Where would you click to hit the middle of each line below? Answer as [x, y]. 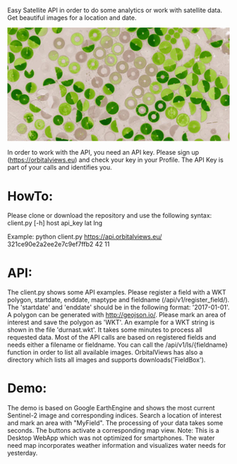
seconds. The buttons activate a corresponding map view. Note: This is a [114, 431]
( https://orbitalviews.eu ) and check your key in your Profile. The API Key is [115, 160]
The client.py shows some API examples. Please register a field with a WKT [117, 292]
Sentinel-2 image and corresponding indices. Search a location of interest [115, 415]
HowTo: [30, 196]
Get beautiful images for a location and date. [72, 18]
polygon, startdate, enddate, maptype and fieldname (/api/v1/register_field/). [119, 300]
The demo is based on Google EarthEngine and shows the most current [111, 408]
